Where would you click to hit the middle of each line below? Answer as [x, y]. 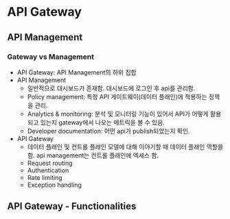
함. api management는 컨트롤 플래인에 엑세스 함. [93, 155]
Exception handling [55, 185]
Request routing [50, 163]
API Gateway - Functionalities [72, 206]
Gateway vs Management [51, 57]
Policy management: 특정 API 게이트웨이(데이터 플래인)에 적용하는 [117, 96]
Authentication [48, 170]
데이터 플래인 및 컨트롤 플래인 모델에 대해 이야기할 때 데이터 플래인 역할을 [125, 146]
